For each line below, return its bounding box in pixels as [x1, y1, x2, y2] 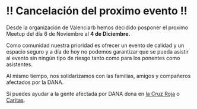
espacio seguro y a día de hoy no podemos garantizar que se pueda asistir [6, 48, 189, 55]
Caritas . [6, 96, 26, 104]
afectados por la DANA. [6, 79, 64, 86]
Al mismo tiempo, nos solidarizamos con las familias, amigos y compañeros [6, 72, 191, 79]
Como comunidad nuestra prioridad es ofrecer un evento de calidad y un [6, 42, 185, 49]
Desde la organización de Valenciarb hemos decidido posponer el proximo [6, 24, 189, 31]
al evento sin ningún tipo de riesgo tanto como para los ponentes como [6, 54, 180, 61]
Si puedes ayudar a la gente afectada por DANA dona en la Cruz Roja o [6, 90, 180, 97]
